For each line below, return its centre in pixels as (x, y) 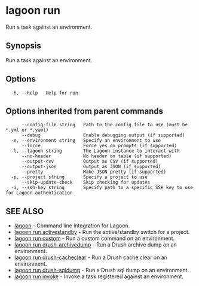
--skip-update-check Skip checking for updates (86, 182)
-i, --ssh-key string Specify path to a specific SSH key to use (102, 188)
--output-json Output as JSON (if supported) (91, 167)
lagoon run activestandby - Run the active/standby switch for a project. (102, 232)
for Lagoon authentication (39, 193)
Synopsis (23, 46)
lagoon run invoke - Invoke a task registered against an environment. (99, 276)
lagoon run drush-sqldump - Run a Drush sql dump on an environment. (102, 270)
